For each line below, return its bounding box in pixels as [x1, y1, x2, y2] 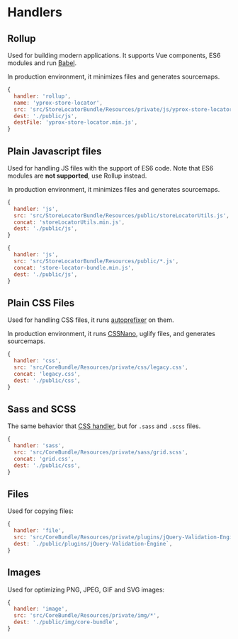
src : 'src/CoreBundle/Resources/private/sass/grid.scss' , [13, 449, 189, 456]
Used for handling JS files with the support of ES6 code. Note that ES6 [7, 163, 214, 172]
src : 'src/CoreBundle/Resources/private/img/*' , [13, 612, 160, 619]
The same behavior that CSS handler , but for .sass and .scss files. [7, 422, 201, 430]
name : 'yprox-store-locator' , [13, 99, 103, 106]
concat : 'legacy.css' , [13, 370, 81, 377]
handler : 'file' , [13, 527, 65, 534]
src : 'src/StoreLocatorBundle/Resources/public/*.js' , [13, 258, 179, 265]
